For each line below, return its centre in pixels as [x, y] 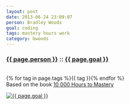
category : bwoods [27, 39]
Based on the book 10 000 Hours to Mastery [60, 84]
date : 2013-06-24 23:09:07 [39, 17]
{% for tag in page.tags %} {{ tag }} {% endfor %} [65, 78]
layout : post [22, 11]
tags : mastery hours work [38, 33]
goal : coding [22, 28]
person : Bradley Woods [34, 22]
